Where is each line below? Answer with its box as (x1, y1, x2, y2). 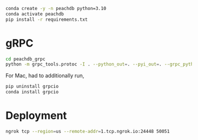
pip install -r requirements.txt (5, 17, 88, 22)
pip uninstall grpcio (5, 83, 59, 90)
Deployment (5, 109, 67, 122)
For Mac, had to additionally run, (5, 72, 85, 79)
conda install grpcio (5, 89, 59, 95)
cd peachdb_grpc (5, 56, 46, 62)
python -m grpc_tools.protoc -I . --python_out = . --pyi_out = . (5, 61, 162, 67)
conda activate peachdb (5, 11, 64, 17)
